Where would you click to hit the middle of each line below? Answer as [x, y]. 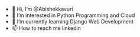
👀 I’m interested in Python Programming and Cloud [73, 15]
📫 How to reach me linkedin [46, 28]
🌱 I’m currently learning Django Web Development [73, 21]
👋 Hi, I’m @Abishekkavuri [42, 9]
